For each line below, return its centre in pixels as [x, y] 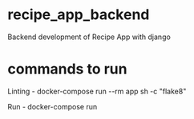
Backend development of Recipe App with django [89, 37]
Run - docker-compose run [53, 106]
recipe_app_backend [79, 15]
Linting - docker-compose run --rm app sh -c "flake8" [97, 91]
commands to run [67, 69]
